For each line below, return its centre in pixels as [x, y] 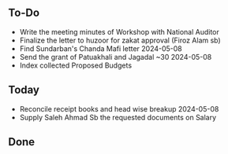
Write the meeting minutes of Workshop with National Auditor [119, 31]
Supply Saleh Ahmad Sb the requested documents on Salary [118, 117]
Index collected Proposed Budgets [76, 65]
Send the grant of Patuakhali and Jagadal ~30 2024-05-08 [116, 57]
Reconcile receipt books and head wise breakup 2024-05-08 [119, 108]
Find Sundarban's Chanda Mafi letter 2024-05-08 [101, 48]
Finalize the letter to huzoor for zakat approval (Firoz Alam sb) [120, 40]
